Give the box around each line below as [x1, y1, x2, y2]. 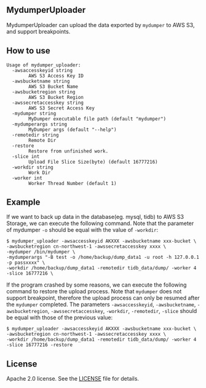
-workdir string [12, 164, 53, 170]
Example [6, 197, 41, 208]
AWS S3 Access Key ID [28, 73, 84, 79]
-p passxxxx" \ [6, 259, 46, 266]
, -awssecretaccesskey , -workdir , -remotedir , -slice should [47, 307, 197, 315]
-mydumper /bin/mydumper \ [6, 249, 76, 255]
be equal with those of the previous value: [6, 314, 113, 322]
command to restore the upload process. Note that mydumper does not [6, 288, 182, 295]
